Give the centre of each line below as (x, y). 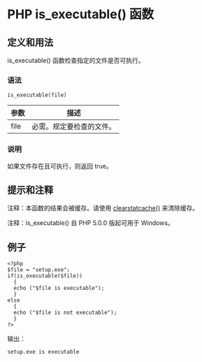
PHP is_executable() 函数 (81, 14)
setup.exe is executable (43, 352)
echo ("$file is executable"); (59, 288)
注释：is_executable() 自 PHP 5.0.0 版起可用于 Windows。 (91, 223)
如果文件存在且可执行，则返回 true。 (60, 166)
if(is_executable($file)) (45, 276)
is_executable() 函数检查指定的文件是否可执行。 (76, 60)
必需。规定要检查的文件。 (74, 126)
